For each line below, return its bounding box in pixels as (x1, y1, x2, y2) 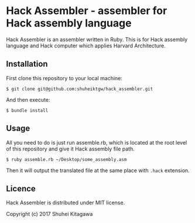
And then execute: (6, 96, 50, 103)
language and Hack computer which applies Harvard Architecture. (6, 42, 166, 49)
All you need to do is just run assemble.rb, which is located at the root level (6, 139, 187, 146)
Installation (6, 59, 48, 69)
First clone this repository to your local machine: (6, 74, 123, 81)
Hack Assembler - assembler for (6, 4, 167, 18)
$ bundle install (6, 107, 49, 114)
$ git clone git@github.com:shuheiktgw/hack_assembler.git (6, 86, 153, 92)
